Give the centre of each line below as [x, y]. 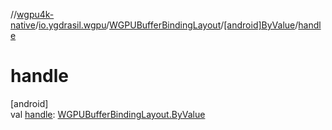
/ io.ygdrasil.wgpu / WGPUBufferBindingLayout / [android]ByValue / [166, 25]
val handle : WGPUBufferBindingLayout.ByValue [108, 114]
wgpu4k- [35, 14]
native [23, 25]
